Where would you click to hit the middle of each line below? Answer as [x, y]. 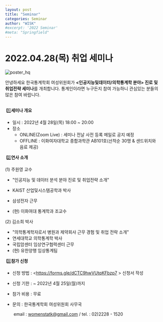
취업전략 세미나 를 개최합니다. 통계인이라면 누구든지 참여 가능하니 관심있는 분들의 [82, 88]
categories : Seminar [26, 19]
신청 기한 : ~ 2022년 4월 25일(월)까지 [49, 283]
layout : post [18, 10]
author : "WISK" [21, 23]
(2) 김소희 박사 [19, 221]
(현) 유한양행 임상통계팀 [35, 250]
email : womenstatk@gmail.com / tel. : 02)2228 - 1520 [68, 314]
